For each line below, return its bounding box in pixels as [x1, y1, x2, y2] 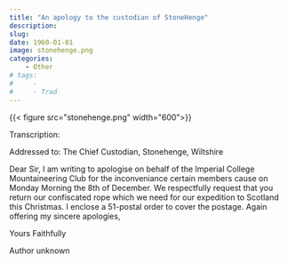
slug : [9, 29, 29, 38]
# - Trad [9, 87, 58, 96]
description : [9, 21, 58, 30]
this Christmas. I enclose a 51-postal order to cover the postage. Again [9, 201, 268, 211]
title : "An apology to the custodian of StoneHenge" [9, 12, 209, 22]
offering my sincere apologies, [9, 211, 121, 221]
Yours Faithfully [9, 227, 67, 238]
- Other [25, 63, 53, 72]
